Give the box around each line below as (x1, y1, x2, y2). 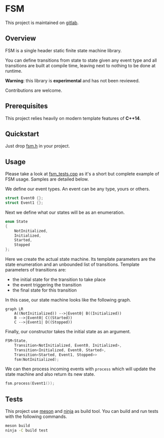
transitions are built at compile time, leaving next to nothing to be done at (5, 62, 156, 68)
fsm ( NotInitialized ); (14, 357, 59, 362)
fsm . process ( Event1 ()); (5, 381, 55, 386)
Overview (5, 34, 36, 43)
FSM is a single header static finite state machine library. (5, 47, 122, 53)
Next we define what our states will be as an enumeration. (5, 209, 125, 215)
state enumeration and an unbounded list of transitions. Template (5, 261, 140, 267)
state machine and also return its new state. (5, 371, 95, 377)
